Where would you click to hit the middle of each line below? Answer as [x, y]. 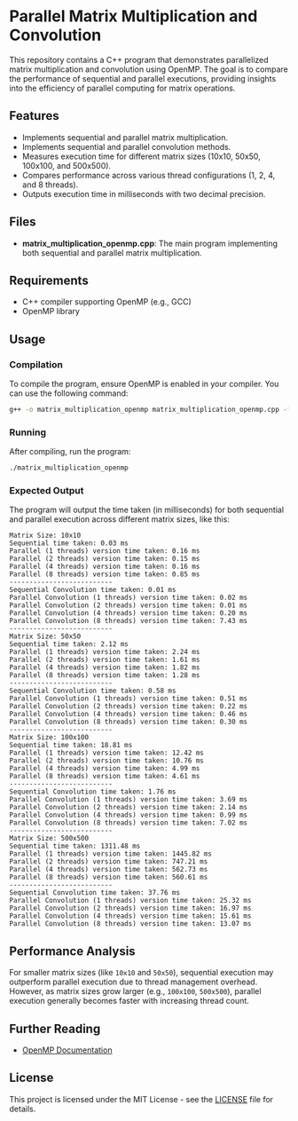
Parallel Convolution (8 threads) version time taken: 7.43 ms [129, 621]
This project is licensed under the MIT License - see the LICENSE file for [141, 1099]
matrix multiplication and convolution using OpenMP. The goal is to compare [149, 69]
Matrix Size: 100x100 [49, 738]
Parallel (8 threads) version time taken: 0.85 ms [105, 574]
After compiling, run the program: [70, 452]
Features [34, 116]
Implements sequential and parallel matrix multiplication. [125, 137]
